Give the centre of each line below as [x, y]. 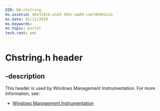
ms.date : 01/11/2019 [27, 19]
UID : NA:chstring [23, 10]
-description [25, 76]
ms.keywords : [19, 24]
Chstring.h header [44, 58]
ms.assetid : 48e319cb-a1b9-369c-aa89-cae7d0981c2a [59, 14]
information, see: [22, 93]
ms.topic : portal [23, 28]
